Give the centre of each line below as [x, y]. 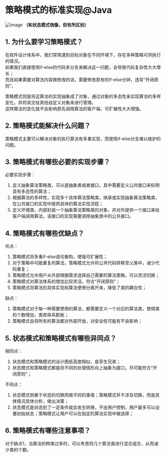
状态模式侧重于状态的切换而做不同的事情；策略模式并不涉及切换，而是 [84, 395]
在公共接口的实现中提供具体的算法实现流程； [58, 204]
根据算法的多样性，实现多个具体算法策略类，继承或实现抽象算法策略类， [86, 198]
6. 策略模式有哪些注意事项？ [48, 431]
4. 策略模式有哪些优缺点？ [45, 233]
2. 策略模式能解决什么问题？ [48, 126]
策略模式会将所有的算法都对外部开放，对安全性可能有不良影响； [77, 321]
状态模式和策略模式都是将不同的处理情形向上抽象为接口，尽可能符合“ [83, 368]
